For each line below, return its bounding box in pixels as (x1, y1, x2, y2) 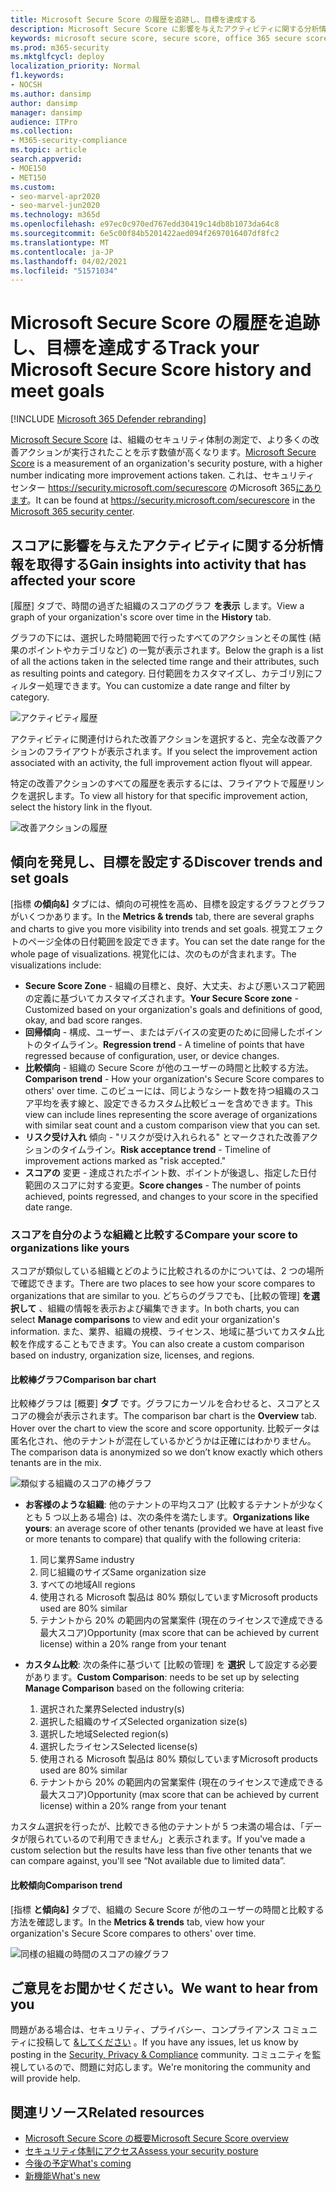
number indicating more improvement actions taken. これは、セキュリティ (10, 469, 315, 481)
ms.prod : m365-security (10, 42, 110, 53)
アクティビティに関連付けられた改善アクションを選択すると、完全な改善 (10, 733, 307, 745)
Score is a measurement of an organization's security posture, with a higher (10, 457, 323, 470)
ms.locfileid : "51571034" (10, 266, 118, 276)
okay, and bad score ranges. (24, 1014, 143, 1026)
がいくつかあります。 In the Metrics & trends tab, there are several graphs (10, 910, 315, 922)
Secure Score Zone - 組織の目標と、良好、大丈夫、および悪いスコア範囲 (24, 979, 325, 991)
